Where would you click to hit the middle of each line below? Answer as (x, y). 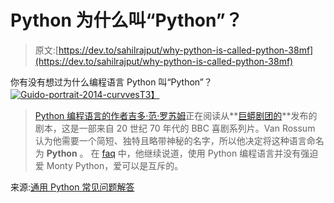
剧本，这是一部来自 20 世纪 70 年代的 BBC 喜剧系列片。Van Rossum (175, 128)
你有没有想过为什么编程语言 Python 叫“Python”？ (111, 82)
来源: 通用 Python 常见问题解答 (72, 187)
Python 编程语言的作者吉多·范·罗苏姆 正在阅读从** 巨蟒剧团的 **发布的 (176, 115)
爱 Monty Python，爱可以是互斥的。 (109, 165)
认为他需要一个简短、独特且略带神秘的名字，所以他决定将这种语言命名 (179, 140)
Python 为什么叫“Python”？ (126, 20)
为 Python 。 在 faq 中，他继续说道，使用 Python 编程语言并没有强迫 (176, 153)
